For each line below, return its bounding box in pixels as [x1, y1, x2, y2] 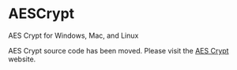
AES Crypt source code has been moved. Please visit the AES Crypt [8, 46, 229, 55]
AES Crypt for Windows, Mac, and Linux [8, 31, 139, 40]
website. [8, 54, 36, 64]
